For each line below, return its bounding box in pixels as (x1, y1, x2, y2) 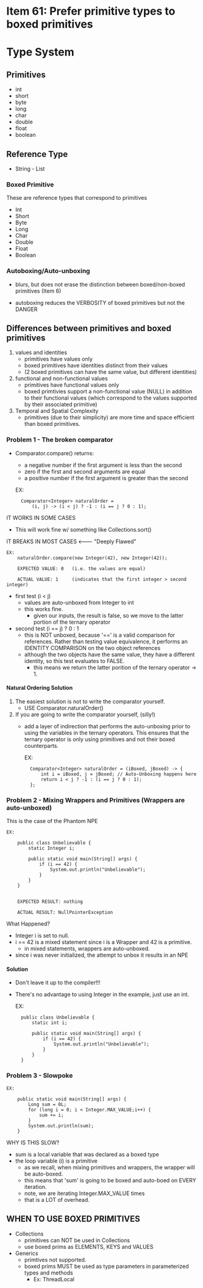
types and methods (24, 1269, 73, 1276)
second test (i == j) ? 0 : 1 (15, 624, 79, 632)
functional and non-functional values (15, 375, 108, 382)
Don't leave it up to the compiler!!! (15, 979, 101, 986)
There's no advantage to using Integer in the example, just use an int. (15, 991, 190, 998)
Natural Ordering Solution (6, 684, 73, 692)
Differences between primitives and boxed (6, 323, 172, 334)
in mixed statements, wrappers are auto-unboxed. (24, 945, 151, 953)
